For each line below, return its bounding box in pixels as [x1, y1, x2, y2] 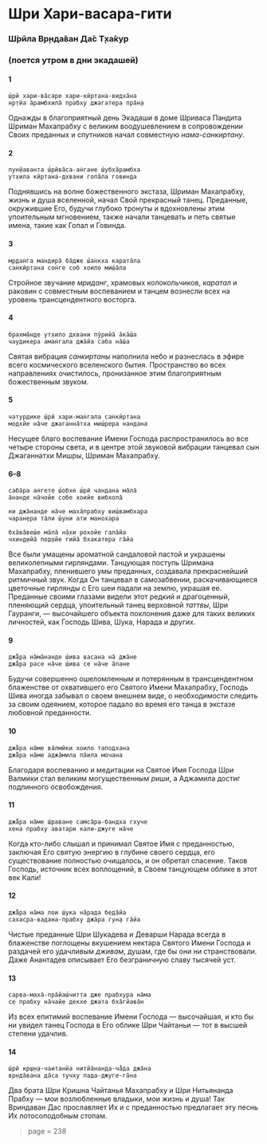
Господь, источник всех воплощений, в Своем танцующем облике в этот [8, 864, 257, 874]
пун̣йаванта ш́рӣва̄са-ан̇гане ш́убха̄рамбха [8, 166, 141, 174]
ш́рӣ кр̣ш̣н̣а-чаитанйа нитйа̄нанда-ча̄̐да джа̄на [8, 1065, 151, 1073]
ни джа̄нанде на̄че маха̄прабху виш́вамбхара [8, 508, 148, 516]
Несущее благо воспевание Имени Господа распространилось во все [8, 434, 249, 443]
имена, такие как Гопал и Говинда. [8, 221, 127, 230]
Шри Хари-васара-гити [8, 5, 172, 23]
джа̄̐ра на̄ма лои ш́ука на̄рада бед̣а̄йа [8, 909, 127, 917]
